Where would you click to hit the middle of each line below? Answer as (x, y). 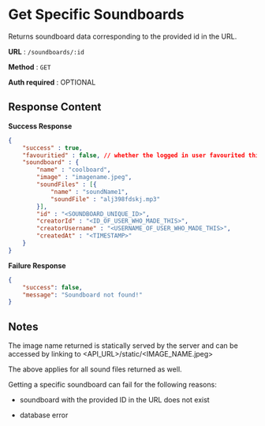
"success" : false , (52, 287)
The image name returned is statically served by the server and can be (123, 346)
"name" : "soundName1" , (89, 192)
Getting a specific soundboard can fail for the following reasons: (112, 385)
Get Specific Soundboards (96, 15)
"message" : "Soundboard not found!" (83, 295)
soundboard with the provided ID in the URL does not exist (115, 400)
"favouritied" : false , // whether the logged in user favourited (134, 155)
